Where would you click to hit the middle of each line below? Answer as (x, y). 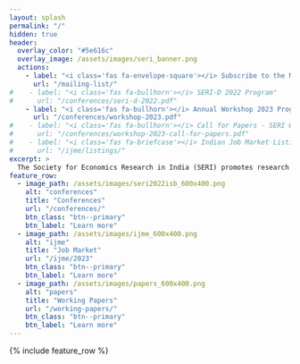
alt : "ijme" (47, 242)
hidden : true (33, 34)
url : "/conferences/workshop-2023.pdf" (107, 117)
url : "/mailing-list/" (75, 84)
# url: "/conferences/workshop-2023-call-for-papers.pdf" (129, 134)
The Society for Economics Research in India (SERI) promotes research (154, 167)
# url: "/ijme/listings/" (67, 150)
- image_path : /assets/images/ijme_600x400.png (108, 233)
